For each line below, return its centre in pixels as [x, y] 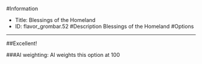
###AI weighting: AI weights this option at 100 [63, 55]
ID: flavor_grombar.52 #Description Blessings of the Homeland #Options [104, 26]
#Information [22, 9]
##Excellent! [22, 43]
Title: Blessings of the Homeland [55, 20]
